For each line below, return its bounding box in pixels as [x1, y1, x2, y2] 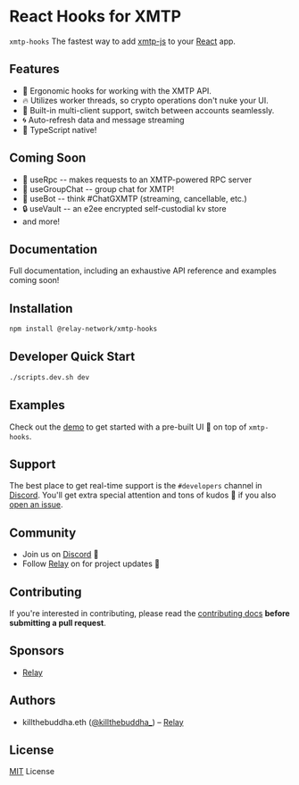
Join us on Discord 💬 [21, 549, 100, 560]
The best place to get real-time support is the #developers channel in [9, 480, 262, 491]
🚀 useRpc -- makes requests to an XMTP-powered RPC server [21, 174, 253, 185]
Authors [9, 693, 56, 708]
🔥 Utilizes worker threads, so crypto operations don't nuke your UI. [21, 95, 270, 105]
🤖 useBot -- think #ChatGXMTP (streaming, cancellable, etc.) [21, 193, 247, 204]
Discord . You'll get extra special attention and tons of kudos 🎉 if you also [9, 489, 277, 501]
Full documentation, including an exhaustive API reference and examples [9, 265, 277, 276]
